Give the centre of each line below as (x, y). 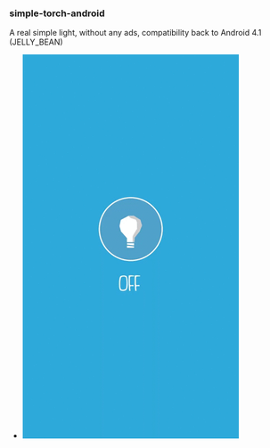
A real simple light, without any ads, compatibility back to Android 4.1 (135, 33)
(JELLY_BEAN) (37, 42)
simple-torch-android (57, 13)
